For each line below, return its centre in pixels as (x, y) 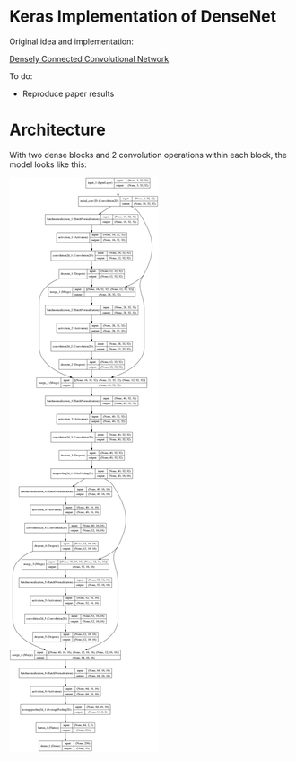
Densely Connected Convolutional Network (89, 58)
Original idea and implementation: (72, 41)
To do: (21, 76)
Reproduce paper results (68, 93)
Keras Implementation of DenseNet (143, 17)
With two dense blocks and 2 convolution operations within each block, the (148, 155)
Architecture (57, 130)
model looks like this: (48, 164)
